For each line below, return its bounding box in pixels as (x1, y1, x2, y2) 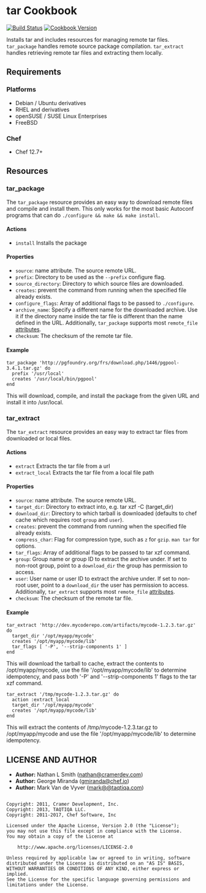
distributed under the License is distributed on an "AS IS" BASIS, (6, 860, 185, 867)
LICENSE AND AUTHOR (6, 754, 97, 765)
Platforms (6, 85, 37, 94)
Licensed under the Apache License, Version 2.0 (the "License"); (6, 822, 180, 828)
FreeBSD (15, 119, 38, 126)
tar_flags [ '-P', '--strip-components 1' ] (12, 643, 128, 650)
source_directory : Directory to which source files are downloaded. (15, 280, 184, 288)
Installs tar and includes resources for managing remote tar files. (6, 36, 170, 43)
